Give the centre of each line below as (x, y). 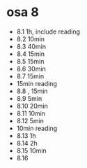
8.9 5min (29, 98)
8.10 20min (32, 106)
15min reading (37, 83)
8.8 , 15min (32, 91)
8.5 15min (30, 61)
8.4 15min (31, 54)
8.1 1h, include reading (48, 31)
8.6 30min (31, 69)
